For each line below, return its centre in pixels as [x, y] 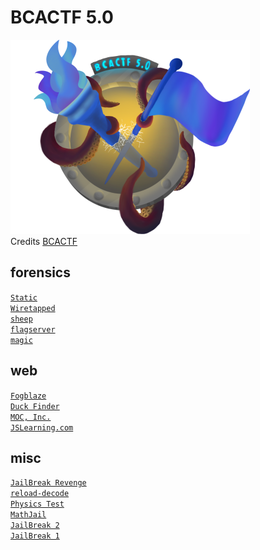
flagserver [33, 329]
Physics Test [37, 504]
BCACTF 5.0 [62, 17]
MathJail [28, 515]
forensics [40, 272]
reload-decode [40, 494]
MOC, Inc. [31, 417]
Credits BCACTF [44, 241]
